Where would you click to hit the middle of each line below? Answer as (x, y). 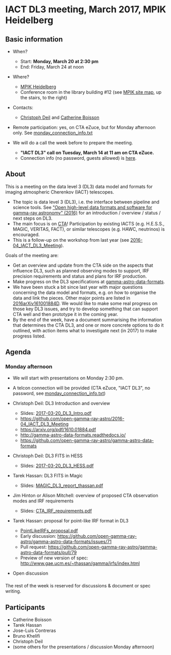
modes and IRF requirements (43, 501)
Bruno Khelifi (26, 636)
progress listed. (29, 336)
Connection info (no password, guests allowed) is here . (78, 158)
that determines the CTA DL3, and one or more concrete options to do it (88, 325)
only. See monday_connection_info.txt (53, 133)
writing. (13, 591)
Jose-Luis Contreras (34, 630)
